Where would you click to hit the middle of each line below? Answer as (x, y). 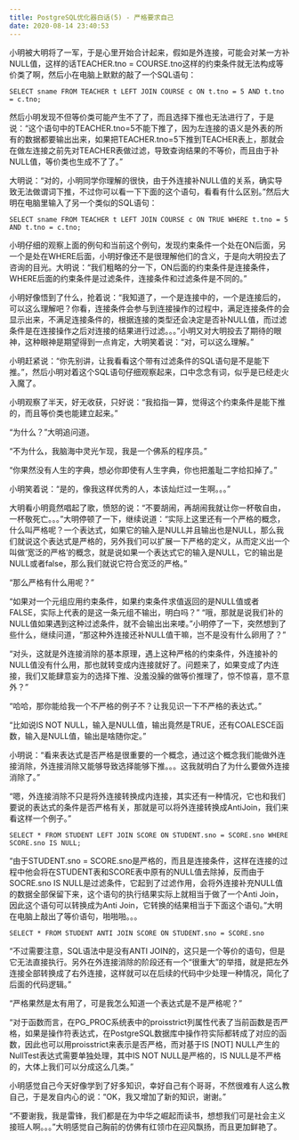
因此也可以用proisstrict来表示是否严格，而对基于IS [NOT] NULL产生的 (152, 1044)
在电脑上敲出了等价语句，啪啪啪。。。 (76, 916)
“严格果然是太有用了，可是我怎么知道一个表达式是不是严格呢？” (126, 1003)
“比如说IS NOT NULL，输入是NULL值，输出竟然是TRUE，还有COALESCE (143, 725)
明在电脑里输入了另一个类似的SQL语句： (83, 202)
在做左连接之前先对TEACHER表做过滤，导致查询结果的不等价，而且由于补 (144, 150)
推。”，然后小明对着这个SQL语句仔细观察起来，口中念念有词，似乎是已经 (141, 371)
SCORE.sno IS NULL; (45, 843)
